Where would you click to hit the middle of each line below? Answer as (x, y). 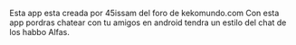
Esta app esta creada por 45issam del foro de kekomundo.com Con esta (144, 13)
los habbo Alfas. (40, 32)
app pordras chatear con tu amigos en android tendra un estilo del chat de (148, 22)
